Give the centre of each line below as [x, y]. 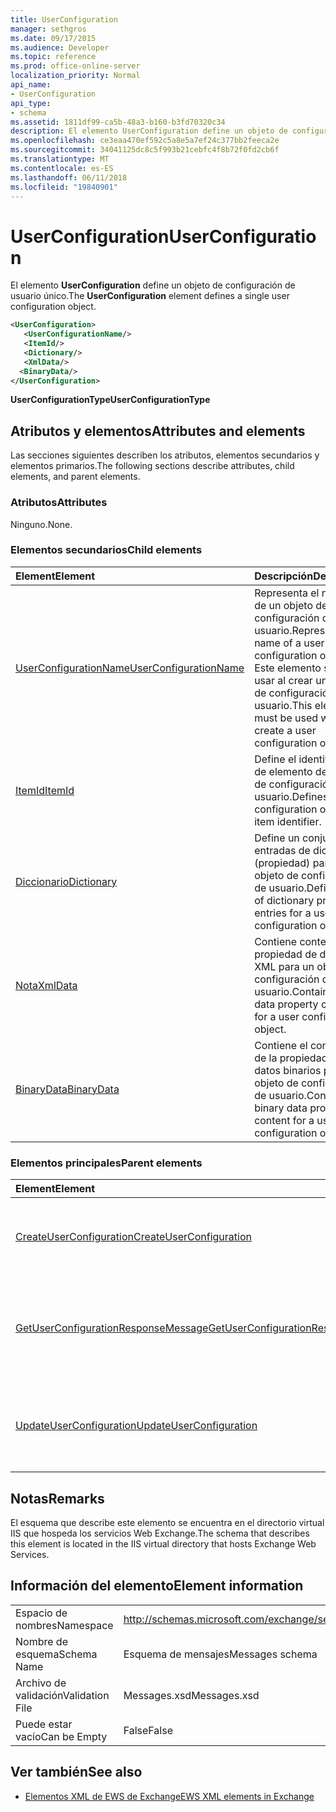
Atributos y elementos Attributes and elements [158, 431]
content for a [284, 1120]
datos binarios [288, 1070]
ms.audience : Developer [60, 47]
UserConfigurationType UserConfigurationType [110, 400]
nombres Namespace [64, 1625]
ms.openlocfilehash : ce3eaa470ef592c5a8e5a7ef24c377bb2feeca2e [145, 141]
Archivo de [41, 1683]
